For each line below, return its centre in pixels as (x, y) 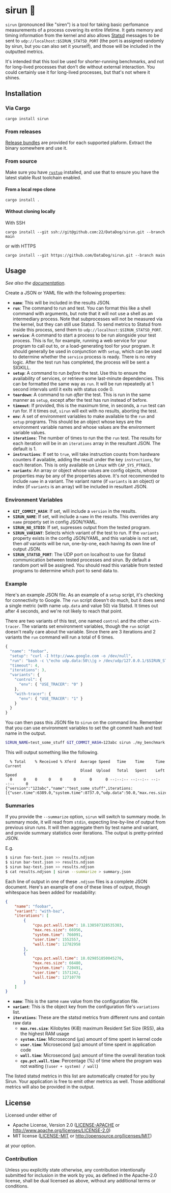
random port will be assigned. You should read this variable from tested (88, 565)
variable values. (29, 433)
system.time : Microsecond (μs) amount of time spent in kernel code (91, 1039)
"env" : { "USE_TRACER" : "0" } (51, 684)
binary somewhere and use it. (36, 148)
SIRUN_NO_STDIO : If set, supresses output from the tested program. (82, 527)
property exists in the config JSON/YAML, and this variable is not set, (85, 538)
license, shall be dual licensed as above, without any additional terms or (81, 1181)
